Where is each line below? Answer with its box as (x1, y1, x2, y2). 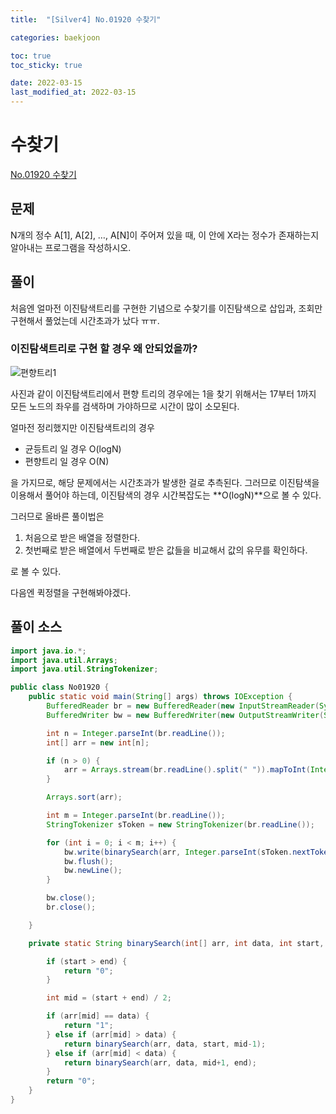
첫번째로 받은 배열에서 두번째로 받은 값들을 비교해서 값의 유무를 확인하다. (24, 544, 308, 556)
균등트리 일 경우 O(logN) (24, 442, 122, 455)
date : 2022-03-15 (10, 78, 83, 88)
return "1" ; (63, 1021, 114, 1031)
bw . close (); (46, 893, 97, 903)
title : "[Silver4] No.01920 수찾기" (10, 14, 162, 25)
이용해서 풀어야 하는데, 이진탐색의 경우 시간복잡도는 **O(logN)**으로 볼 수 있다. (10, 489, 322, 501)
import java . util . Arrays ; (10, 655, 118, 665)
